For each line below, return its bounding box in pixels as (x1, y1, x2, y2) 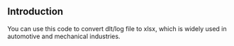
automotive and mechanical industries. (7, 32, 121, 40)
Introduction (7, 6, 64, 18)
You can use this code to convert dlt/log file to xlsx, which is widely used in (7, 24, 227, 33)
